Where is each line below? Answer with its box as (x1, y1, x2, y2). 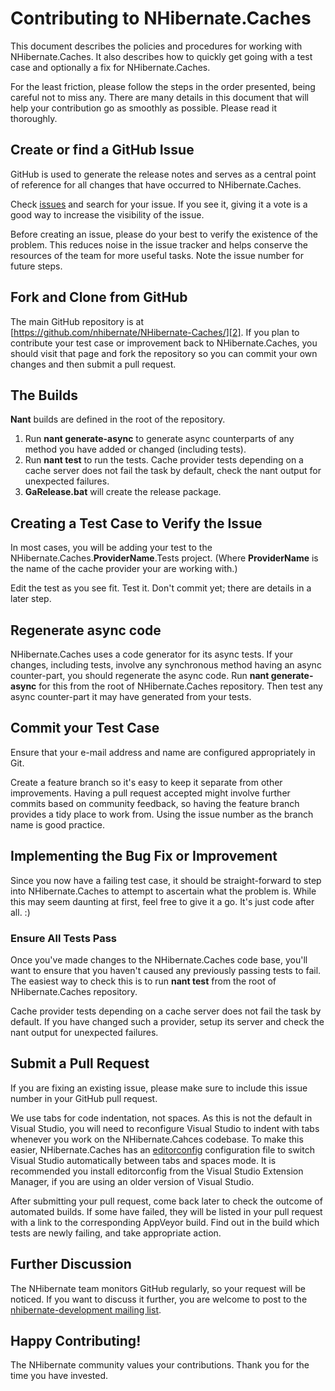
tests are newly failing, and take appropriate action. (10, 1227, 222, 1239)
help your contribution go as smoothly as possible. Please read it (10, 102, 278, 114)
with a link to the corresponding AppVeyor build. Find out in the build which (10, 1216, 320, 1228)
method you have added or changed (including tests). (24, 443, 247, 456)
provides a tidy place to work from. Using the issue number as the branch (10, 808, 314, 820)
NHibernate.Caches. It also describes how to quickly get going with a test (10, 50, 313, 62)
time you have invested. (10, 1370, 108, 1382)
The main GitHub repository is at (10, 315, 144, 327)
